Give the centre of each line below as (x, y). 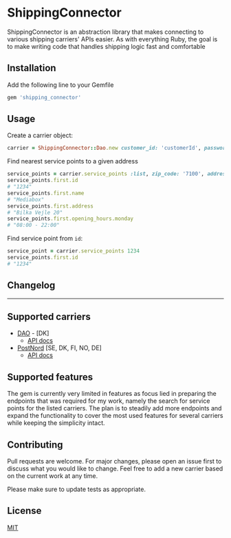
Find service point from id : (45, 239)
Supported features (50, 377)
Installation (32, 68)
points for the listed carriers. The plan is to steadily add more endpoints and (114, 408)
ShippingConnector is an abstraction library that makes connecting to (106, 32)
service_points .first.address (51, 206)
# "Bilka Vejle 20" (35, 212)
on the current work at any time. (53, 476)
